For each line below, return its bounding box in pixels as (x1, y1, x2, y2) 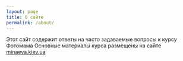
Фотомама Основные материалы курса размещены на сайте (6, 42, 162, 49)
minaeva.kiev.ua (6, 49, 46, 56)
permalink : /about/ (6, 20, 55, 25)
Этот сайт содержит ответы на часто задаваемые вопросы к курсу (6, 36, 177, 43)
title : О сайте (6, 14, 44, 20)
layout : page (6, 8, 39, 15)
